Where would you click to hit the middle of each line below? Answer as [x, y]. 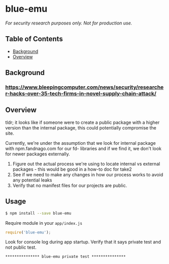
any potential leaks [32, 180]
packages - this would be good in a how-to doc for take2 [72, 169]
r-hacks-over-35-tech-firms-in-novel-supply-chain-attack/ [81, 94]
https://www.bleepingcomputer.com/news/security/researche [84, 87]
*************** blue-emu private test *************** [65, 257]
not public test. [21, 247]
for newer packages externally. [38, 154]
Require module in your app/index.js [44, 223]
